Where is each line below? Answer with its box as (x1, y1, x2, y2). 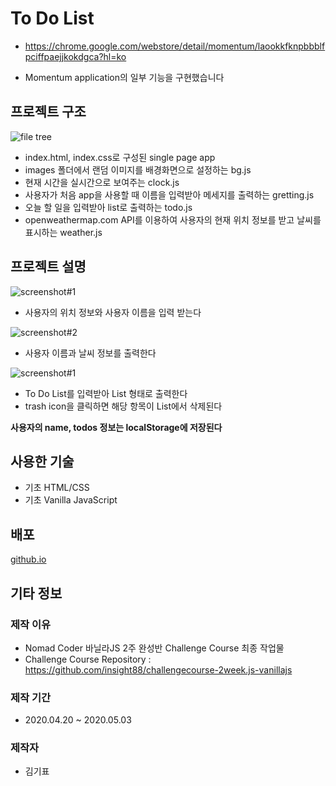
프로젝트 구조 (10, 103, 87, 121)
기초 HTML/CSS (24, 482, 90, 494)
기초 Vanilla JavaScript (24, 494, 118, 506)
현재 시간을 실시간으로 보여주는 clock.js (24, 176, 180, 188)
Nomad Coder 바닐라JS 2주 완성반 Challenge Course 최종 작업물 (24, 642, 285, 654)
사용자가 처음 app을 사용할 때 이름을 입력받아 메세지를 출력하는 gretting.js (24, 188, 315, 201)
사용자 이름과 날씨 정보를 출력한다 (24, 347, 157, 359)
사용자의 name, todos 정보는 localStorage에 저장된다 (10, 421, 223, 433)
